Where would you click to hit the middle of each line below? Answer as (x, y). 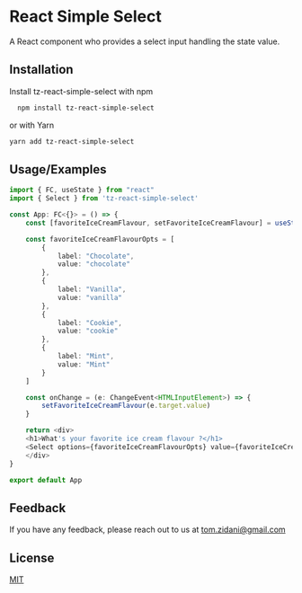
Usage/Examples (58, 169)
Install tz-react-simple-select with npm (81, 91)
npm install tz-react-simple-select (86, 108)
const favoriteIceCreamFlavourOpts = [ (100, 239)
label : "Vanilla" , (92, 289)
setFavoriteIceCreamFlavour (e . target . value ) (126, 406)
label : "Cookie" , (90, 323)
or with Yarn (32, 125)
